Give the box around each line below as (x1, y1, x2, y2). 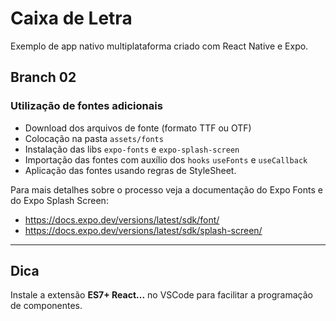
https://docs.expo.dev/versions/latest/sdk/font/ (24, 213, 220, 226)
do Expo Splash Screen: (10, 194, 109, 206)
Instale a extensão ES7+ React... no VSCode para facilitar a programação (10, 289, 313, 301)
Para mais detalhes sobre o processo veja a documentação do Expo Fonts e (10, 183, 323, 196)
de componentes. (10, 300, 83, 312)
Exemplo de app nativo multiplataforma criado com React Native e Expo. (10, 40, 309, 52)
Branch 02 (10, 69, 77, 86)
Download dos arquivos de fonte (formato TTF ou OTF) (24, 122, 252, 134)
